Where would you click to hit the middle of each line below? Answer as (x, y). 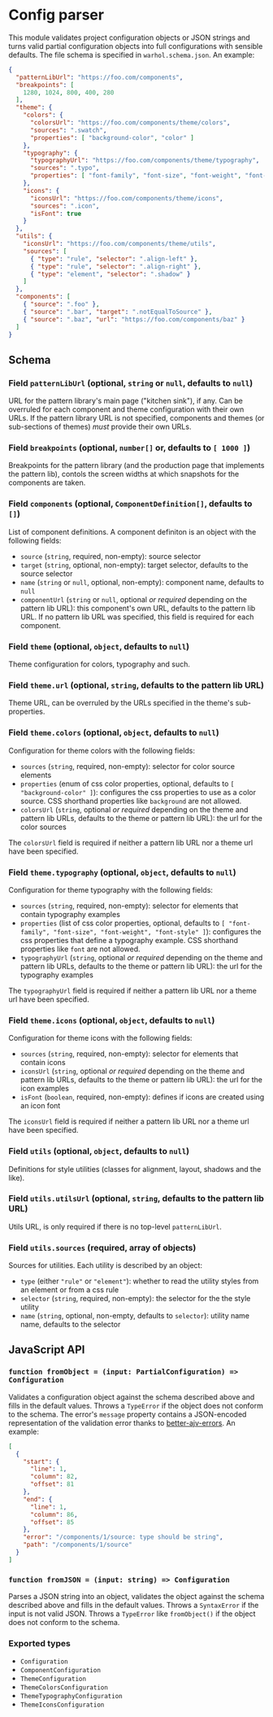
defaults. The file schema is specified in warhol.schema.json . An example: (132, 55)
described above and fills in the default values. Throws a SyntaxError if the (134, 1606)
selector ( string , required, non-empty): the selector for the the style (135, 1299)
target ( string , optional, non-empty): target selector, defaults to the (134, 565)
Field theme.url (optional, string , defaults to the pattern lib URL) (136, 685)
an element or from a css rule (69, 1290)
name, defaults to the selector (70, 1325)
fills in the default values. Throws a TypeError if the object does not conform (136, 1405)
